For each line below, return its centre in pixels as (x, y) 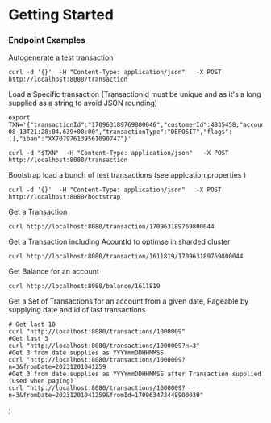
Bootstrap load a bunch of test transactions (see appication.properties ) (127, 175)
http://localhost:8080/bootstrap (65, 197)
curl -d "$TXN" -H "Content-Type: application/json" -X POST (119, 153)
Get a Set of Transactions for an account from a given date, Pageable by (129, 301)
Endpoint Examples (47, 40)
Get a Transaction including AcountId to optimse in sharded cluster (119, 242)
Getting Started (61, 15)
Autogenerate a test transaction (61, 57)
